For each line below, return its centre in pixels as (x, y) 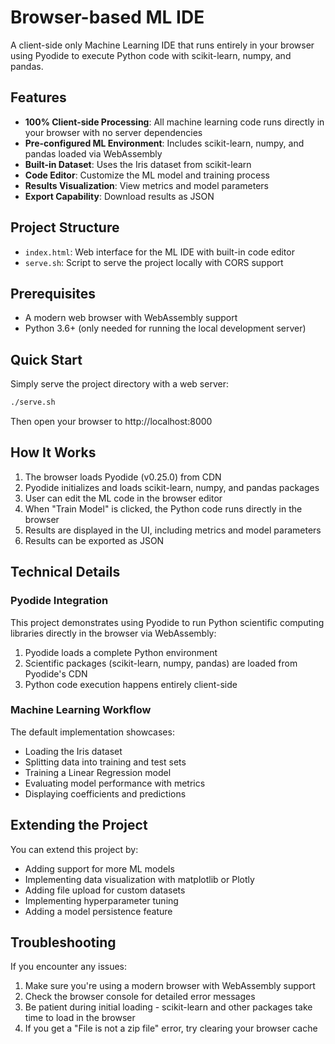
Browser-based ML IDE (107, 17)
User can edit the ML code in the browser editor (123, 498)
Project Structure (65, 227)
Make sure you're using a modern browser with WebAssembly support (170, 986)
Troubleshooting (63, 942)
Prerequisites (53, 293)
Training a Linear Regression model (98, 772)
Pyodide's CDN (56, 673)
